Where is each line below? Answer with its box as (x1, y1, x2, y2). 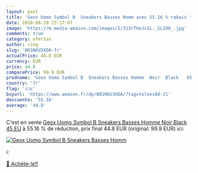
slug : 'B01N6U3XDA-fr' (6, 47, 62, 53)
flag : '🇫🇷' (6, 86, 36, 92)
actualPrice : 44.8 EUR (6, 53, 62, 59)
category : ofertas (6, 36, 52, 42)
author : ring (6, 42, 39, 48)
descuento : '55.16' (6, 97, 55, 102)
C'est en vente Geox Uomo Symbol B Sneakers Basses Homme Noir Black (6, 118, 187, 126)
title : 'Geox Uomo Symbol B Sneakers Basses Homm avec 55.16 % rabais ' (6, 14, 193, 20)
